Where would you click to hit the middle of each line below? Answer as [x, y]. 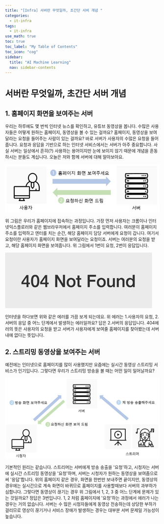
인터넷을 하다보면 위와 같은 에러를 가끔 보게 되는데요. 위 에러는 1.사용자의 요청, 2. [82, 317]
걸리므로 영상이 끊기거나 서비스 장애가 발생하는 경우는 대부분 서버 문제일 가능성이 [82, 510]
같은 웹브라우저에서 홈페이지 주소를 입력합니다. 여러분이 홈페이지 [95, 227]
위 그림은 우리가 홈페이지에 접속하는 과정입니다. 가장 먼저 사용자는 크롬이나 [76, 221]
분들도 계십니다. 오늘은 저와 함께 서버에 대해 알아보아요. [71, 157]
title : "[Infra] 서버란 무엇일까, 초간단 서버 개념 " [54, 10]
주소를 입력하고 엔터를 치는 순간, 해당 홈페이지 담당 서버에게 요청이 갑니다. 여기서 [82, 233]
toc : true [15, 42]
